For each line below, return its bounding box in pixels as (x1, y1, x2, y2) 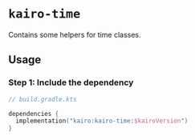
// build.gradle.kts (8, 95, 78, 103)
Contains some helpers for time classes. (8, 30, 142, 39)
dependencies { (8, 110, 59, 118)
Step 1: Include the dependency (8, 77, 134, 88)
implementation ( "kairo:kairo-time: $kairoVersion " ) (15, 117, 189, 126)
